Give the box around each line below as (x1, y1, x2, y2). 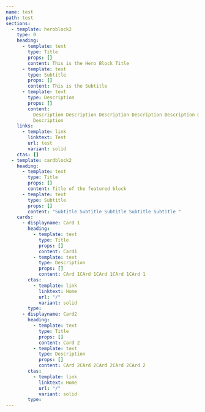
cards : (17, 214, 34, 221)
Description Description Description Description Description (32, 112, 195, 118)
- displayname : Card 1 (21, 220, 80, 226)
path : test (6, 15, 34, 21)
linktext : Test (28, 134, 67, 141)
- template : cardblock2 (11, 157, 72, 163)
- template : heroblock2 (11, 26, 72, 32)
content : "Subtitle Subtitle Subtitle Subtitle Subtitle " (28, 208, 182, 215)
